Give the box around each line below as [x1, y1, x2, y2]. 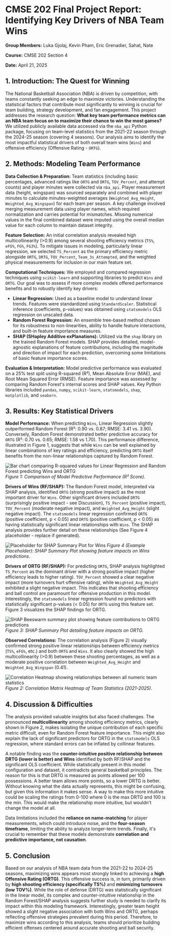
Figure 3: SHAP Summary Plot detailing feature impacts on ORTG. [5, 627, 144, 633]
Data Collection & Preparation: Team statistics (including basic [5, 173, 138, 179]
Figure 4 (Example [107, 542, 145, 549]
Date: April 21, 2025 [5, 62, 47, 68]
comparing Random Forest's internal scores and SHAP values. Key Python [5, 381, 161, 387]
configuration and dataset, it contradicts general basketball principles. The [5, 767, 162, 773]
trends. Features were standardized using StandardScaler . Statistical [12, 301, 157, 307]
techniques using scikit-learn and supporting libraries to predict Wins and [5, 275, 162, 281]
